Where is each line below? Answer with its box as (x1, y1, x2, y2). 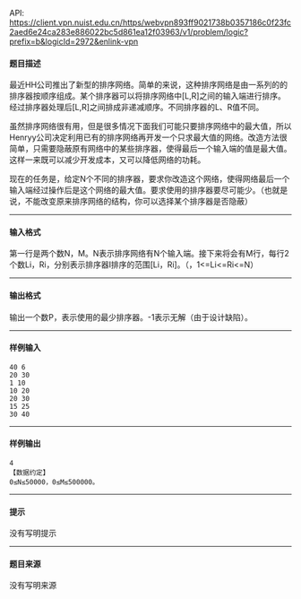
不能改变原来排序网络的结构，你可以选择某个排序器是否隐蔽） (24, 196, 253, 207)
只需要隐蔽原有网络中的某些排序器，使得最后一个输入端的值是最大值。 (32, 143, 292, 154)
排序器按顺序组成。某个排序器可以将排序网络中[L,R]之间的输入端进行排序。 (9, 91, 287, 101)
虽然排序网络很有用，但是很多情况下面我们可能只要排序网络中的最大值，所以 (9, 121, 292, 132)
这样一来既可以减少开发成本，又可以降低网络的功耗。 (9, 154, 206, 165)
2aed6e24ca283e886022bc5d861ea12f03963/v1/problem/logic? (9, 27, 249, 37)
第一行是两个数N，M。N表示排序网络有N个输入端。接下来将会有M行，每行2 (9, 248, 289, 259)
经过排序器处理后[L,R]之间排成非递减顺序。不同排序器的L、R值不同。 (9, 102, 264, 113)
